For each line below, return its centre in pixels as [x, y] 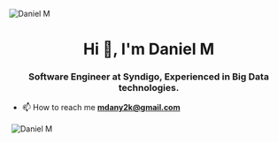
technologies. [149, 88]
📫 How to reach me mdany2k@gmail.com [101, 108]
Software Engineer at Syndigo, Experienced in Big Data [149, 77]
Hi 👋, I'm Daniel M [149, 49]
